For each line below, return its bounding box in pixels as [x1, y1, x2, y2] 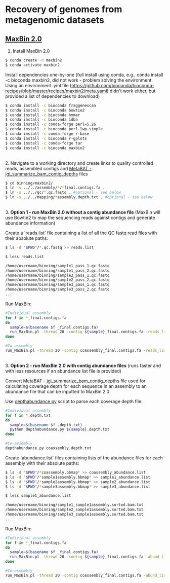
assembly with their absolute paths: [5, 460, 79, 466]
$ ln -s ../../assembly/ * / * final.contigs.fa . [5, 185, 105, 191]
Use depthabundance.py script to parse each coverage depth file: [5, 398, 143, 404]
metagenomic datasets [5, 14, 105, 26]
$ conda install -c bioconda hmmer [5, 113, 80, 118]
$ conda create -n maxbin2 [5, 58, 62, 63]
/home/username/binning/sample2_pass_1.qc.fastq [5, 273, 110, 278]
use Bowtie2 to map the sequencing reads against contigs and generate [5, 214, 155, 221]
